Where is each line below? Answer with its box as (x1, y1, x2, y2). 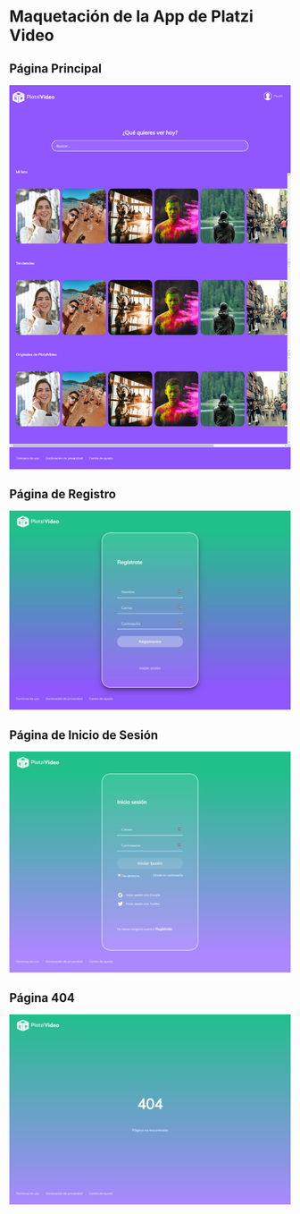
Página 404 (9, 990, 76, 1006)
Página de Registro (9, 486, 116, 502)
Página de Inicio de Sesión (9, 727, 159, 743)
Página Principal (9, 61, 103, 76)
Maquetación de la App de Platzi (9, 6, 254, 27)
